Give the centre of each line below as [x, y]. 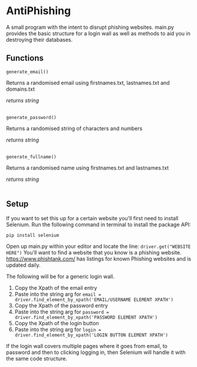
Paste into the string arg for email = [58, 294]
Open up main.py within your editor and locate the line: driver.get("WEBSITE [98, 246]
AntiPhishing [39, 11]
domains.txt [21, 89]
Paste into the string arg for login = [58, 329]
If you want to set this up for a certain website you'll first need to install [92, 218]
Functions [25, 58]
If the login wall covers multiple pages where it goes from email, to [87, 346]
